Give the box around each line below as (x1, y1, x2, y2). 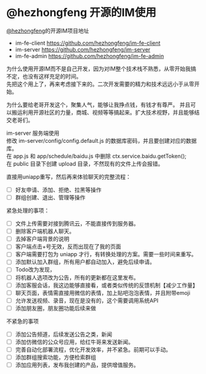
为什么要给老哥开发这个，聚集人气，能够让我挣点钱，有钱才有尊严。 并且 (6, 101, 191, 108)
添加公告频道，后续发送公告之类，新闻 (15, 330, 112, 338)
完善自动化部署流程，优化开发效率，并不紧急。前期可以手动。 (15, 346, 172, 353)
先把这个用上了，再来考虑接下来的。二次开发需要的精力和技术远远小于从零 (6, 80, 194, 88)
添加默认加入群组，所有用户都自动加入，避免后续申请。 (15, 258, 155, 265)
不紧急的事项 (6, 317, 39, 325)
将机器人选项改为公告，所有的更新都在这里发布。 (15, 273, 139, 281)
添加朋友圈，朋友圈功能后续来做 (15, 304, 96, 311)
